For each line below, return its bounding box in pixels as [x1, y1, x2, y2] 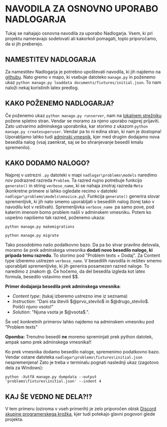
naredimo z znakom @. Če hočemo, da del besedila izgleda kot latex [5, 268, 146, 274]
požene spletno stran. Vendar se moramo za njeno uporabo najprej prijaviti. [5, 118, 160, 124]
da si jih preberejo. [5, 41, 43, 47]
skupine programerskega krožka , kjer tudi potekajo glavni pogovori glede [5, 411, 156, 417]
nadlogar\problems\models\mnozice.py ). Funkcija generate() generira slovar [5, 193, 161, 199]
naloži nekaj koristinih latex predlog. [5, 85, 79, 91]
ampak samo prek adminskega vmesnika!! [5, 339, 92, 345]
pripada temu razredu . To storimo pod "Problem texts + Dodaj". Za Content [5, 252, 161, 258]
